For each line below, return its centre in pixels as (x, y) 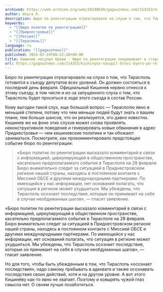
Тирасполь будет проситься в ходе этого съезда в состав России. (74, 98)
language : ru (18, 46)
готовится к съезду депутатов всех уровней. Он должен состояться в (78, 82)
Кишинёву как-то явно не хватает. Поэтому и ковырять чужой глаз (75, 279)
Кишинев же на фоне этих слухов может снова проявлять (65, 123)
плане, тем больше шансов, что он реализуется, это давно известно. (77, 118)
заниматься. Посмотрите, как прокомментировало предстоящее (73, 138)
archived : (15, 9)
